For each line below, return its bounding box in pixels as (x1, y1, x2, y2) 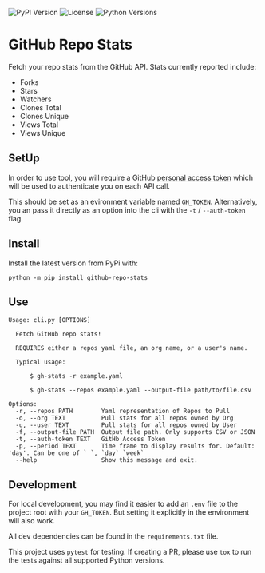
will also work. (8, 516, 56, 526)
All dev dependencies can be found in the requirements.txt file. (8, 531, 219, 541)
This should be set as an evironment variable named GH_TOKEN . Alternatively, (8, 197, 258, 206)
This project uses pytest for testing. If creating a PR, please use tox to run (8, 547, 252, 557)
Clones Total (19, 102, 61, 112)
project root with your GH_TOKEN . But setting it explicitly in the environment (8, 507, 250, 517)
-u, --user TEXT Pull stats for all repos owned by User (15, 421, 238, 429)
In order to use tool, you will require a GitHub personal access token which (8, 173, 254, 182)
